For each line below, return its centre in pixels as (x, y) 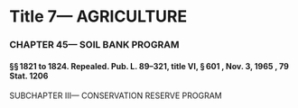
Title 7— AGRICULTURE (98, 17)
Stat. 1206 (29, 76)
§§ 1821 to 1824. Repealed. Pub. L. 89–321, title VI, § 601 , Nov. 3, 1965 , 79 (149, 66)
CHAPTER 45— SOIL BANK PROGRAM (94, 45)
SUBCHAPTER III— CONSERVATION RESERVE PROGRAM (116, 95)
